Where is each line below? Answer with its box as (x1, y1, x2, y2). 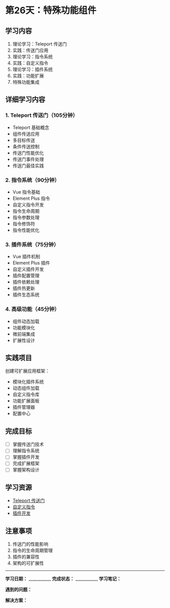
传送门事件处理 (12, 156, 44, 162)
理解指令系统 (12, 448, 39, 454)
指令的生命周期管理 (12, 548, 53, 554)
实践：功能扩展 (12, 73, 44, 79)
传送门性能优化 (12, 149, 44, 156)
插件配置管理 (12, 272, 39, 279)
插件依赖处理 (12, 279, 39, 285)
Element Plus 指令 (12, 195, 50, 201)
